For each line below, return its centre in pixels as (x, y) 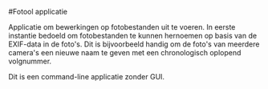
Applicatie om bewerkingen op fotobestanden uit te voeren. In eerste (122, 27)
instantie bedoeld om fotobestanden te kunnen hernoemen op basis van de (133, 36)
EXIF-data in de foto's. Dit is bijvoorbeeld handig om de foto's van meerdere (134, 44)
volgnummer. (30, 61)
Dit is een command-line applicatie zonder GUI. (87, 77)
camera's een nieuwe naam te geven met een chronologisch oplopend (125, 53)
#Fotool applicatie (38, 12)
